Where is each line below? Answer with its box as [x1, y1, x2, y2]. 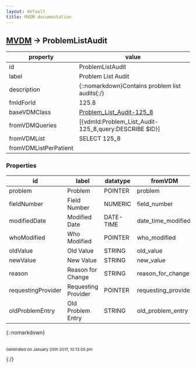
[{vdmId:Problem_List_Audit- [79, 118, 159, 126]
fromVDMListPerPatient [9, 144, 74, 152]
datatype [104, 177, 131, 185]
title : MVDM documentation [6, 14, 72, 20]
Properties [6, 161, 37, 170]
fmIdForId [9, 99, 36, 107]
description [9, 85, 40, 94]
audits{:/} [79, 89, 104, 97]
